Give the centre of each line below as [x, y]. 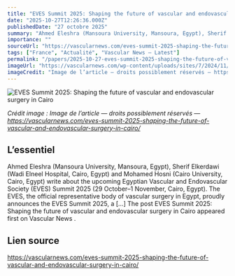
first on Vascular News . [42, 219]
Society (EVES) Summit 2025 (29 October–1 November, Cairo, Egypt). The [114, 189]
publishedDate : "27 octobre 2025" [58, 27]
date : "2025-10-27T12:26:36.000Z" [58, 20]
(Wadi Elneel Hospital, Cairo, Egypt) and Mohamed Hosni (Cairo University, [115, 174]
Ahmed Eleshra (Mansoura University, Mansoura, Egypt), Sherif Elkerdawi [113, 167]
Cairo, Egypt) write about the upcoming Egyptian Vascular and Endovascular [117, 182]
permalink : [23, 59]
